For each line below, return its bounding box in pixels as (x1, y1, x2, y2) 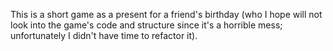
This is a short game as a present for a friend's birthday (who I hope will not (10, 9, 323, 20)
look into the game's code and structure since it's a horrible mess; (10, 19, 283, 31)
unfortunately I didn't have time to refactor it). (10, 30, 198, 41)
